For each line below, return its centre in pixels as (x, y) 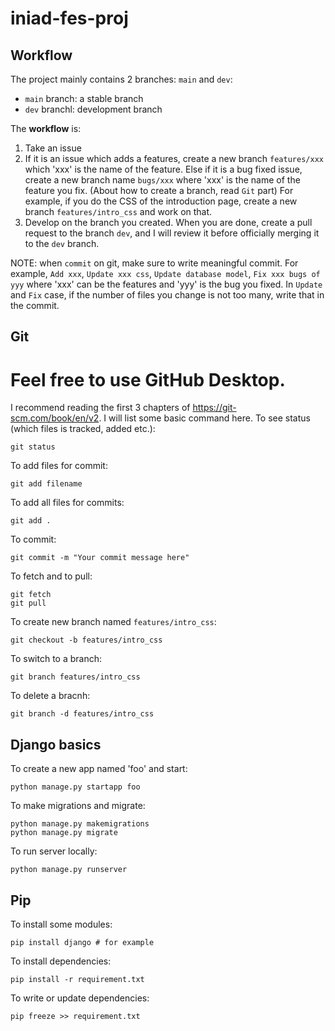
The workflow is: (46, 128)
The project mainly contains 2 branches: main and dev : (121, 79)
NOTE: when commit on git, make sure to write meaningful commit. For (154, 263)
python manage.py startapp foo (75, 787)
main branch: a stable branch (84, 98)
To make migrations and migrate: (78, 806)
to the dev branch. (62, 243)
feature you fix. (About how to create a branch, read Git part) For (159, 190)
